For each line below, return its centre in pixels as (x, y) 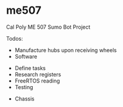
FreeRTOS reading (37, 81)
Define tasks (30, 68)
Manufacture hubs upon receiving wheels (66, 50)
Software (26, 56)
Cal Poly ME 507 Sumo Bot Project (48, 27)
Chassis (24, 99)
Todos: (15, 38)
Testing (24, 87)
